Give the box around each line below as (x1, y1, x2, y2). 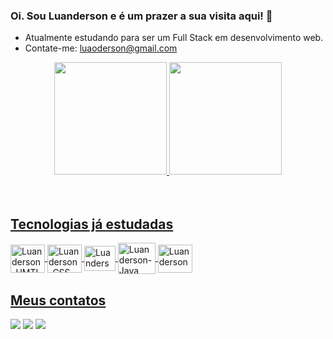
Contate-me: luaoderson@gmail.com (24, 42, 178, 54)
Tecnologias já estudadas (10, 215, 174, 233)
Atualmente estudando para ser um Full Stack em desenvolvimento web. (24, 32, 324, 44)
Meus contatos (10, 292, 107, 309)
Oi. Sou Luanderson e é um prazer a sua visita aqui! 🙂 (10, 9, 273, 23)
